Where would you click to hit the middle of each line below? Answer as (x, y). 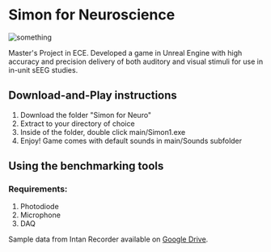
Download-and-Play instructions (93, 96)
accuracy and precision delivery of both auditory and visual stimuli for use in (136, 61)
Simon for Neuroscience (92, 15)
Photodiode (39, 207)
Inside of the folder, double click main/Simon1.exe (103, 132)
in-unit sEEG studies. (43, 69)
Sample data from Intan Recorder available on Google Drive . (108, 239)
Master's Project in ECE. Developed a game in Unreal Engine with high (125, 52)
